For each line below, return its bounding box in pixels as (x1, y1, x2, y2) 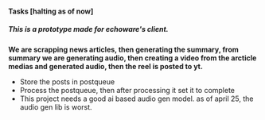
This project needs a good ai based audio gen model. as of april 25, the (19, 94, 254, 103)
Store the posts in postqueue (19, 76, 115, 87)
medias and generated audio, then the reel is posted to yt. (8, 61, 203, 71)
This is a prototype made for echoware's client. (8, 25, 169, 34)
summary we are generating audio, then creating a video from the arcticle (8, 52, 257, 63)
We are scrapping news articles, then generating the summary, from (8, 45, 239, 54)
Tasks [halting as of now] (8, 6, 94, 16)
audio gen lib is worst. (19, 102, 93, 111)
